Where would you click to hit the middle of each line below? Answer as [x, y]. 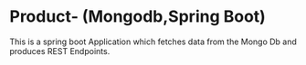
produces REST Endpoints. [60, 51]
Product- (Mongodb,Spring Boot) [138, 17]
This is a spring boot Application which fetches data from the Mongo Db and [153, 42]
